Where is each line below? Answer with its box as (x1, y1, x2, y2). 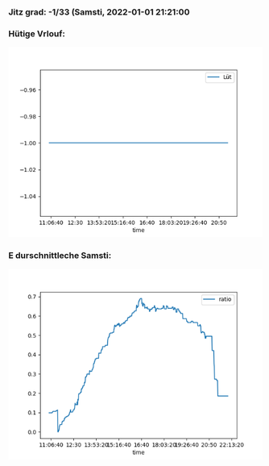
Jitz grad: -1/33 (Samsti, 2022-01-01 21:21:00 (8, 6, 190, 18)
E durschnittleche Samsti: (8, 250, 112, 261)
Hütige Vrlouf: (8, 27, 66, 39)
